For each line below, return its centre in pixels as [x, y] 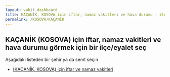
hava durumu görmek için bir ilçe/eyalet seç [76, 48]
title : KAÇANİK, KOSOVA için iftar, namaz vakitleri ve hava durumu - [81, 15]
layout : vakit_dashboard [31, 10]
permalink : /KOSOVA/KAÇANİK [35, 19]
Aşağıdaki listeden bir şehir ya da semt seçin [52, 60]
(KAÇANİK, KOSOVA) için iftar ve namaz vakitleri [63, 69]
